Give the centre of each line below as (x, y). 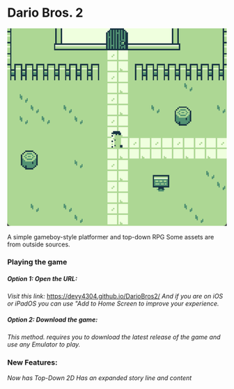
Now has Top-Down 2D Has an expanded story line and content (100, 378)
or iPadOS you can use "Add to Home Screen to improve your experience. (113, 303)
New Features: (32, 363)
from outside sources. (39, 244)
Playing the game (37, 262)
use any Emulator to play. (44, 344)
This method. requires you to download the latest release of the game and (114, 337)
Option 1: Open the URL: (42, 279)
